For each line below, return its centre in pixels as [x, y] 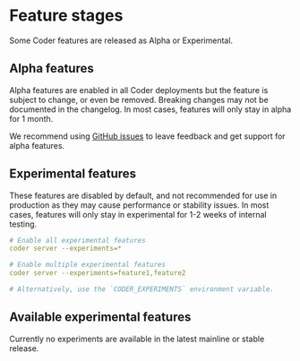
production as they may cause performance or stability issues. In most [139, 205]
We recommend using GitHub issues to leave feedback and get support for [147, 136]
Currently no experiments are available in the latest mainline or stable [137, 339]
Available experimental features [100, 318]
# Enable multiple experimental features [88, 265]
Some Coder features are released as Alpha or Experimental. [121, 40]
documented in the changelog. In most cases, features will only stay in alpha [150, 109]
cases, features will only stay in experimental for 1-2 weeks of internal [138, 214]
